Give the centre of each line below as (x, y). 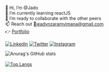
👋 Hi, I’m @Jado (22, 8)
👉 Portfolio (17, 31)
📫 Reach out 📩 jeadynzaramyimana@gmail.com (55, 24)
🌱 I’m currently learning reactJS (38, 13)
